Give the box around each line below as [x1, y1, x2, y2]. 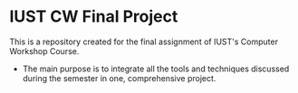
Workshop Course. [9, 45, 80, 56]
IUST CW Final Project [9, 6, 178, 27]
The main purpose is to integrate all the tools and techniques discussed [22, 63, 290, 74]
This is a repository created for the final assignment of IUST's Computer [9, 36, 279, 47]
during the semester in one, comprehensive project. [22, 72, 216, 83]
